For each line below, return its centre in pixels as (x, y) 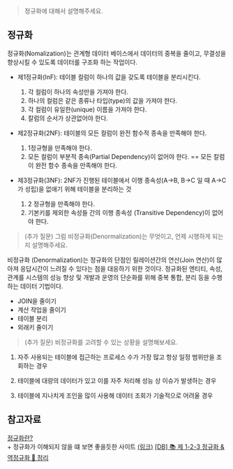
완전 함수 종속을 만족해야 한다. (76, 165)
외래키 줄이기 (35, 327)
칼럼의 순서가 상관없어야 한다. (68, 118)
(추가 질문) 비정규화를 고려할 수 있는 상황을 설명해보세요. (101, 342)
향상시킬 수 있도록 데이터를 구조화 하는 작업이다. (73, 62)
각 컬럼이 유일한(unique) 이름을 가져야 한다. (87, 109)
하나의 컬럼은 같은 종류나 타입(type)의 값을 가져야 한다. (103, 100)
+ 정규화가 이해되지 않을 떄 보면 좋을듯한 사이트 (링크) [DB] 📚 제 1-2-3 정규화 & (116, 447)
